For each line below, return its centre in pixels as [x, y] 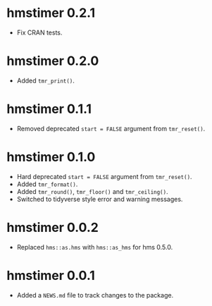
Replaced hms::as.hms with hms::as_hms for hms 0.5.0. [95, 247]
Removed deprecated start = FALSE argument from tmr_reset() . [111, 128]
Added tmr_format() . [47, 184]
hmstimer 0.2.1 [51, 13]
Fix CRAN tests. [39, 32]
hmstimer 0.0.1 [51, 275]
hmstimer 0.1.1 [49, 109]
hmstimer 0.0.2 [53, 227]
